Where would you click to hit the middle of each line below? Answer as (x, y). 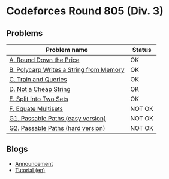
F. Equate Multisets (36, 109)
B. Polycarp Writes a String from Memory (67, 70)
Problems (25, 33)
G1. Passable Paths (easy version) (58, 118)
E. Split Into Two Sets (39, 99)
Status (142, 50)
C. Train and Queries (38, 79)
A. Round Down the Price (44, 60)
